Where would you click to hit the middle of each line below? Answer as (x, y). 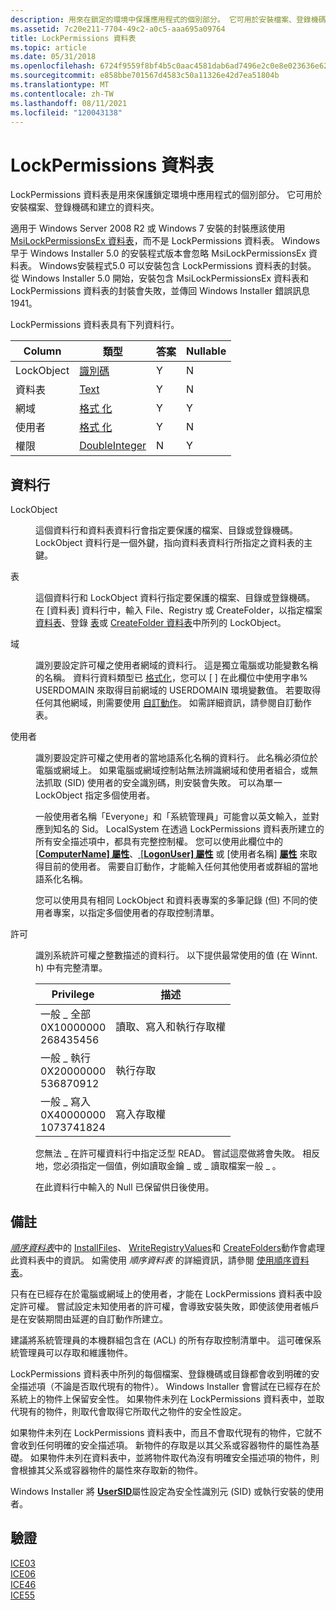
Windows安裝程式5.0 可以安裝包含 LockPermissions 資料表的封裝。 (177, 266)
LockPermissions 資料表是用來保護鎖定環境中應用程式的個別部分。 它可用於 (166, 195)
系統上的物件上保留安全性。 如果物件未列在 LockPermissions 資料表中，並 (163, 1398)
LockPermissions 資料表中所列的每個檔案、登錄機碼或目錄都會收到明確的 (161, 1373)
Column (42, 351)
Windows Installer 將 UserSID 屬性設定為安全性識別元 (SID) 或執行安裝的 (158, 1491)
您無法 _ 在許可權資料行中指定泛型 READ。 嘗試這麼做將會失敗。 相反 (178, 1153)
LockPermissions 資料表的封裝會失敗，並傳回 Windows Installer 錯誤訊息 (160, 291)
